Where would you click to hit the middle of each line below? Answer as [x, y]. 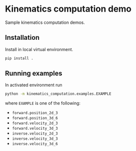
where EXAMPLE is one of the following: [43, 103]
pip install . [19, 58]
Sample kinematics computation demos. [45, 22]
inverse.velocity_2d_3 [35, 134]
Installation [22, 38]
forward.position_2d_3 [35, 113]
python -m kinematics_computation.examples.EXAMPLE [58, 94]
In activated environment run [34, 85]
